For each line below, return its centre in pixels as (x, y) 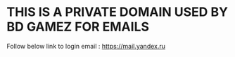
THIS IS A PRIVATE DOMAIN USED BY (117, 12)
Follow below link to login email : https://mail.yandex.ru (86, 46)
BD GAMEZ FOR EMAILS (78, 27)
